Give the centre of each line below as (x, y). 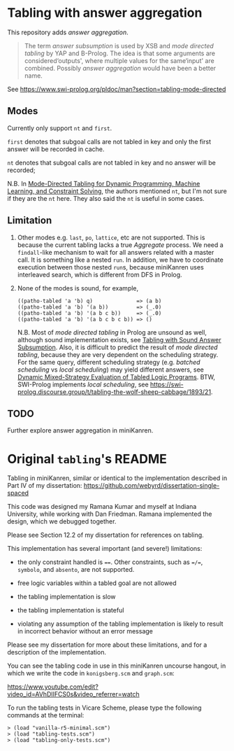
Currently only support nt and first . (60, 128)
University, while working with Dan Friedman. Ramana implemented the (110, 514)
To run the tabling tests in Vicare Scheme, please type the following (104, 708)
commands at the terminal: (46, 715)
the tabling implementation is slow (67, 597)
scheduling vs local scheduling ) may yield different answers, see (111, 370)
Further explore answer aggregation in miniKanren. (80, 430)
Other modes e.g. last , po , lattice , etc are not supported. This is (111, 237)
